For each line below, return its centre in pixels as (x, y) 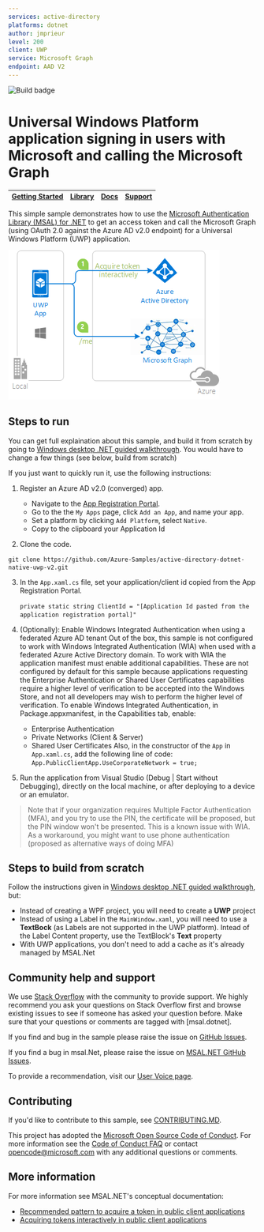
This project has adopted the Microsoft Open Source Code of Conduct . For (130, 1136)
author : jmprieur (37, 33)
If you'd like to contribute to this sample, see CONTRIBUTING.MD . (115, 1120)
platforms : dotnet (38, 25)
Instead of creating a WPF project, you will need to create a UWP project (138, 911)
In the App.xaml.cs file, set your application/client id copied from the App (138, 582)
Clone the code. (46, 544)
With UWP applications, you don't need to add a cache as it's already (132, 944)
